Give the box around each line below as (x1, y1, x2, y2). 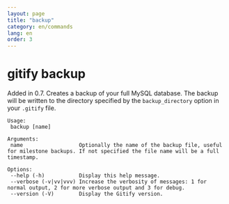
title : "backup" (7, 17, 54, 24)
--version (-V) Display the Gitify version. (10, 191, 164, 198)
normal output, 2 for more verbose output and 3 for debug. (7, 185, 186, 191)
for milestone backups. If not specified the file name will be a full (7, 148, 219, 155)
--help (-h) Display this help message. (10, 172, 160, 180)
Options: (7, 166, 33, 173)
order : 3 (7, 36, 33, 43)
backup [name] (10, 123, 52, 131)
